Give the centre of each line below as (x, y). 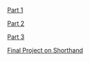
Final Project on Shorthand (45, 50)
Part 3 (16, 37)
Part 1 (15, 10)
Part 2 (16, 23)
